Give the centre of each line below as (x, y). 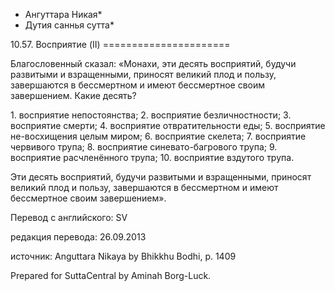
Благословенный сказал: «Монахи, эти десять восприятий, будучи (153, 63)
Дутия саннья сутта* (69, 25)
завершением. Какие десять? (73, 95)
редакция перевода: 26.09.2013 (78, 237)
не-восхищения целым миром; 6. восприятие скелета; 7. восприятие (158, 136)
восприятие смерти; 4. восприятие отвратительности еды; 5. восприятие (168, 125)
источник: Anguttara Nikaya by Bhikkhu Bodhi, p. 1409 (123, 256)
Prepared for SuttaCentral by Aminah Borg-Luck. (111, 275)
